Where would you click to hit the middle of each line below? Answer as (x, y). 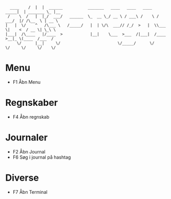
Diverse (22, 178)
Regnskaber (31, 103)
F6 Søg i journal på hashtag (42, 157)
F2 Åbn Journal (29, 151)
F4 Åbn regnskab (31, 117)
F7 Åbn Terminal (30, 192)
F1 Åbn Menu (27, 82)
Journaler (26, 138)
